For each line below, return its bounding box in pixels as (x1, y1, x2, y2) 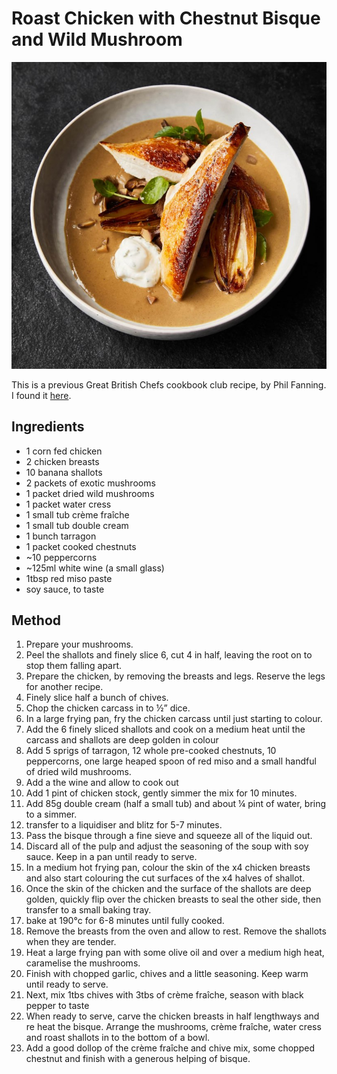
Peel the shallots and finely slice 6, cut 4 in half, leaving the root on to (25, 649, 313, 661)
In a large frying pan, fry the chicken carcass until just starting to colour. (25, 713, 323, 725)
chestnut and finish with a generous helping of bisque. (25, 1053, 251, 1065)
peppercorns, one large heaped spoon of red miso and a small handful (25, 755, 317, 767)
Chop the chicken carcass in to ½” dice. (25, 702, 191, 714)
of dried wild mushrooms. (25, 766, 132, 778)
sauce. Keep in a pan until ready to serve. (25, 851, 198, 863)
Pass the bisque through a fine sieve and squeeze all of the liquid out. (25, 830, 313, 842)
